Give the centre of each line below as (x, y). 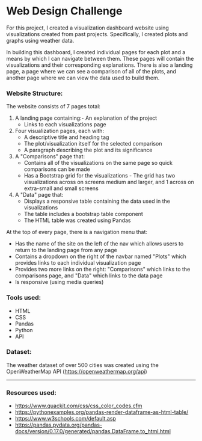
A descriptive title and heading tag (66, 137)
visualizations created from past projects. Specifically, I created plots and (97, 34)
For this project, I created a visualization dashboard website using (88, 28)
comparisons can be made (57, 169)
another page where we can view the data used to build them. (83, 78)
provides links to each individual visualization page (78, 263)
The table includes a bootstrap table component (83, 214)
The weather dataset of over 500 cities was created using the (83, 365)
